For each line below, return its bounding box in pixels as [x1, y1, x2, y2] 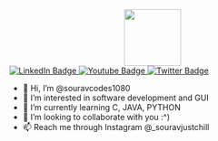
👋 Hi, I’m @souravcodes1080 [22, 83, 131, 93]
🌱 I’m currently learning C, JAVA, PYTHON [22, 102, 182, 112]
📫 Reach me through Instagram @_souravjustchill [22, 122, 210, 132]
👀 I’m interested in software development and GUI [22, 92, 209, 103]
